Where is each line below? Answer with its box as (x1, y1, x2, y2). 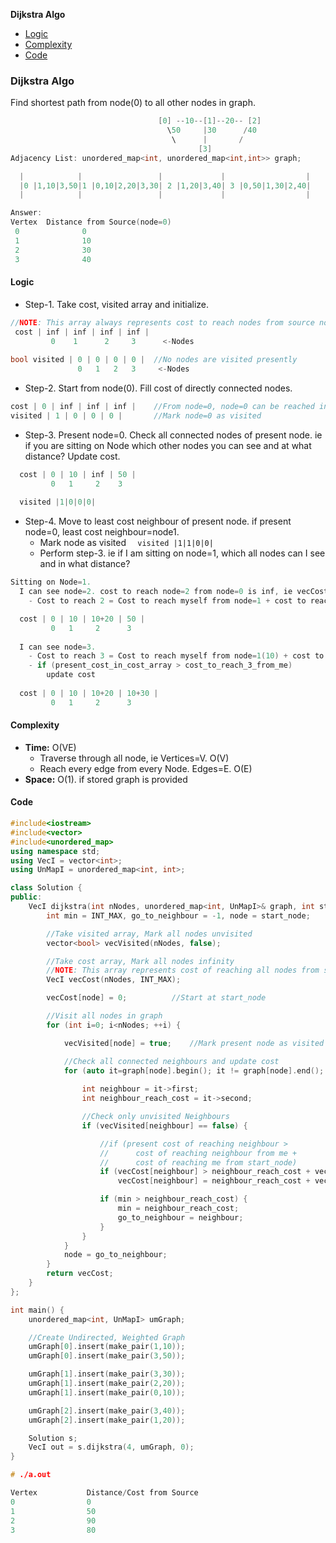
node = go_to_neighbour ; (63, 1250, 168, 1260)
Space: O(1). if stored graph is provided (24, 773, 188, 785)
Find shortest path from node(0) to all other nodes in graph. (10, 97, 256, 109)
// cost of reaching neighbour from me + (99, 1148, 298, 1158)
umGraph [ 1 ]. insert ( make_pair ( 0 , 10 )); (28, 1387, 186, 1398)
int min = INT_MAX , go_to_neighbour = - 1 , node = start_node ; (46, 910, 311, 921)
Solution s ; (28, 1433, 78, 1443)
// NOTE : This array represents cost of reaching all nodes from (46, 965, 320, 976)
